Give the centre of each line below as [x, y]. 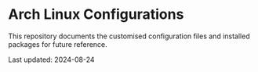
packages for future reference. [58, 44]
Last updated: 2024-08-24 [52, 59]
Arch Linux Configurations [96, 14]
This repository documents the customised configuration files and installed [129, 36]
